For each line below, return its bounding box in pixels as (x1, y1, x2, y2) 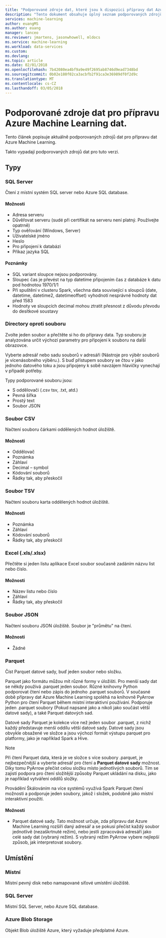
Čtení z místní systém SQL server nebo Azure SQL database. (5, 190, 129, 196)
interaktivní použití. (5, 796, 44, 802)
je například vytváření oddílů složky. (5, 776, 78, 782)
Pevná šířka (12, 392, 37, 398)
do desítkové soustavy (12, 308, 58, 314)
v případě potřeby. (5, 368, 43, 374)
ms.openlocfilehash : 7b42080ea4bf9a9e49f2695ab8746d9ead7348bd (5, 67, 138, 72)
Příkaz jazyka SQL (12, 249, 49, 255)
